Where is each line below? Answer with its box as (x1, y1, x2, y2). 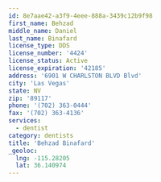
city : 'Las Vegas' (8, 79, 70, 87)
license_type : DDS (8, 42, 70, 50)
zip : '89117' (8, 94, 52, 102)
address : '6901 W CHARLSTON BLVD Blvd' (8, 72, 142, 80)
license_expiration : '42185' (8, 64, 106, 72)
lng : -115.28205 (15, 154, 70, 162)
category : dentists (8, 131, 74, 139)
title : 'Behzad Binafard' (8, 139, 95, 147)
